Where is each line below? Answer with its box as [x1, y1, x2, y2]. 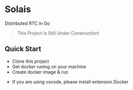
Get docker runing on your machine [12, 63, 86, 69]
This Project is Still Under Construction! [17, 30, 100, 36]
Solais [5, 4, 31, 15]
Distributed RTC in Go [5, 20, 50, 26]
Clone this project [12, 58, 49, 64]
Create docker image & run [12, 69, 69, 75]
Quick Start [5, 44, 41, 54]
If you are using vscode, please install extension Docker [12, 78, 129, 84]
